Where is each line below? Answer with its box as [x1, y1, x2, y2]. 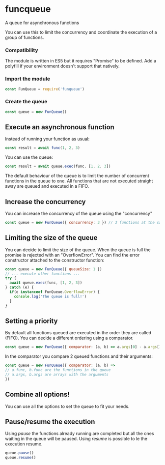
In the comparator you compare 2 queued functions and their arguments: [5, 353, 153, 359]
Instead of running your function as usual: [5, 136, 90, 142]
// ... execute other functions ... [5, 271, 80, 276]
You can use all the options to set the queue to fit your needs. [5, 403, 130, 409]
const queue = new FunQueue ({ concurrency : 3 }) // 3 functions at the [5, 220, 155, 225]
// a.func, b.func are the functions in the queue [5, 368, 111, 373]
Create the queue [5, 98, 48, 105]
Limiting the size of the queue [5, 233, 98, 242]
